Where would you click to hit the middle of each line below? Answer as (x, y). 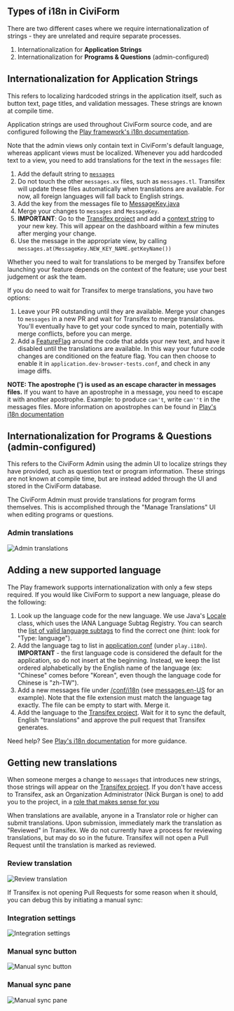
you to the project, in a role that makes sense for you (83, 802)
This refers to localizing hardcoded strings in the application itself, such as (115, 96)
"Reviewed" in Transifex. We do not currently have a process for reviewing (115, 830)
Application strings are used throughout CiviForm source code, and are (110, 124)
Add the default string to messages (66, 174)
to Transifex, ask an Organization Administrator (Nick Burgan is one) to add (116, 795)
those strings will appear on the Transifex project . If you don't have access (115, 787)
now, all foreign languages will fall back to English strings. (101, 196)
